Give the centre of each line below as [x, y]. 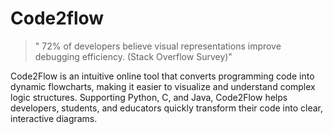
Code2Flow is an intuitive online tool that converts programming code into [162, 76]
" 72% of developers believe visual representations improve [158, 46]
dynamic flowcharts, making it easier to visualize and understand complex [163, 86]
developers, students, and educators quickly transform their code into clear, [167, 108]
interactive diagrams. [54, 118]
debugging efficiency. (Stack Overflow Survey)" [133, 56]
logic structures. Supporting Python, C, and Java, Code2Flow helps [149, 97]
